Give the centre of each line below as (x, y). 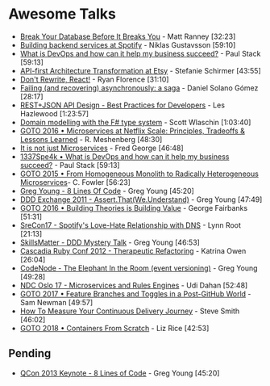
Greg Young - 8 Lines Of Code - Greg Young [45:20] (107, 191)
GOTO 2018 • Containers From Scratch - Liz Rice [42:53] (114, 328)
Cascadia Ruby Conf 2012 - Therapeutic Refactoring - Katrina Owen (133, 250)
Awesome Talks (62, 14)
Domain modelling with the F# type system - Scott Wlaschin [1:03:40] (135, 122)
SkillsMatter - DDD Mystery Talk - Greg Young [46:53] (110, 242)
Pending (30, 353)
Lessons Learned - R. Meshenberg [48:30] (91, 139)
